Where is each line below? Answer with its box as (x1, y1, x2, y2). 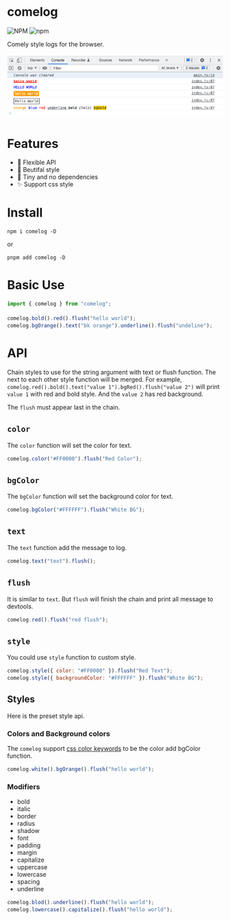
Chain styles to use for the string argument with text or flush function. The (7, 368, 216, 376)
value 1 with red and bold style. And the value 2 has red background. (7, 390, 204, 398)
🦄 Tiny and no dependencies (16, 173, 99, 182)
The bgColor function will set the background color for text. (7, 493, 173, 501)
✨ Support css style (16, 180, 74, 188)
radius (16, 819, 36, 828)
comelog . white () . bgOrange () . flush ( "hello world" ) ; (7, 766, 155, 773)
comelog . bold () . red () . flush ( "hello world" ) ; (7, 315, 136, 322)
